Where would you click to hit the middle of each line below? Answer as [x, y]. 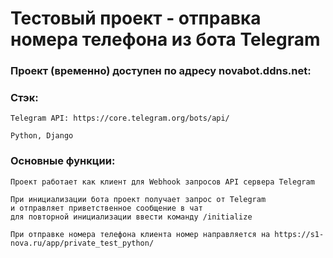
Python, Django [42, 136]
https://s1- [299, 234]
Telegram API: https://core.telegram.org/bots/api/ [120, 118]
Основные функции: [63, 161]
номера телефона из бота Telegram [165, 39]
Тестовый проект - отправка [136, 18]
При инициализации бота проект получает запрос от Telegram [138, 199]
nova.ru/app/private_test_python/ [82, 243]
